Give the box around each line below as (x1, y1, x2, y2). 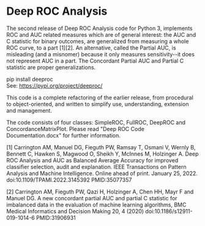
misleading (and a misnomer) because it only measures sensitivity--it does (6, 50, 195, 58)
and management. (6, 107, 52, 114)
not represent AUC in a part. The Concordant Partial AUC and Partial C (6, 57, 184, 64)
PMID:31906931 (35, 214, 76, 221)
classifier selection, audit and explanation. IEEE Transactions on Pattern (6, 163, 187, 170)
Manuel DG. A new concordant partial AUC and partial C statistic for (6, 194, 177, 202)
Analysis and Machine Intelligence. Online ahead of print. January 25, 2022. (6, 170, 198, 177)
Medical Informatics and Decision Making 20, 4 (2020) (6, 207, 144, 215)
